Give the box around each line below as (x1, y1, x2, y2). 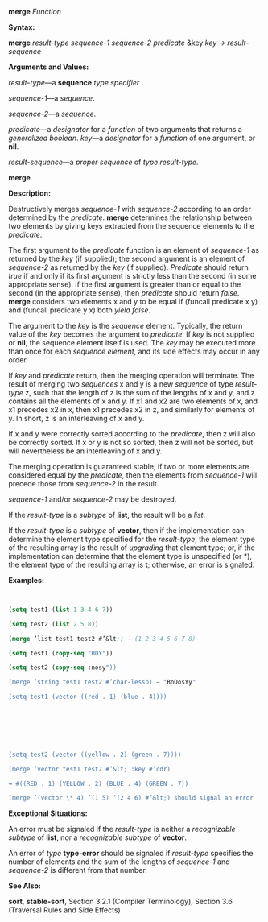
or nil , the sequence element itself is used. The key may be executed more (8, 338, 256, 347)
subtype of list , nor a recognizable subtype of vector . (8, 833, 188, 842)
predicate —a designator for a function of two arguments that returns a (8, 125, 243, 134)
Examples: (8, 576, 44, 585)
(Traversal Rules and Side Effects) (8, 905, 121, 915)
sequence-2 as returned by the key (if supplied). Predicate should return (8, 263, 249, 272)
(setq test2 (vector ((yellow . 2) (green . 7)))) (8, 750, 182, 759)
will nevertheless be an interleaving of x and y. (8, 446, 163, 456)
